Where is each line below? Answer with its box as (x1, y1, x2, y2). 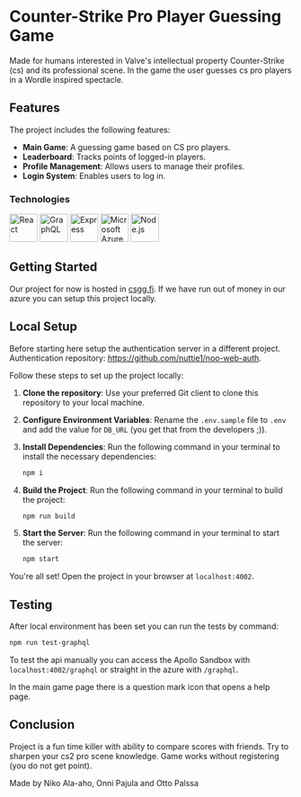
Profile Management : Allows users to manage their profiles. (22, 160, 245, 172)
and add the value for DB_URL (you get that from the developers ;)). (22, 424, 268, 434)
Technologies (9, 193, 70, 205)
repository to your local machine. (22, 397, 146, 407)
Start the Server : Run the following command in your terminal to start (22, 528, 280, 539)
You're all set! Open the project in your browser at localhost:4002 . (9, 571, 254, 582)
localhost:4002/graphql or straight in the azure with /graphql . (9, 664, 239, 675)
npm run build (22, 511, 75, 521)
